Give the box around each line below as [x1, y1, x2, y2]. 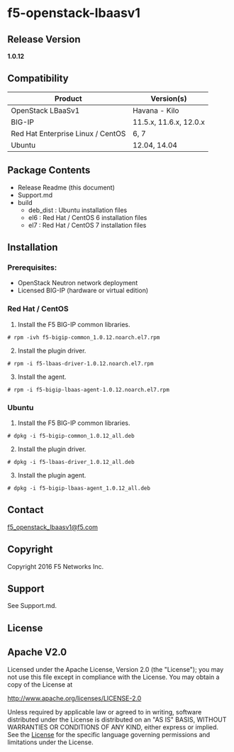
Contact [7, 504, 44, 516]
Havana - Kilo [132, 105, 179, 115]
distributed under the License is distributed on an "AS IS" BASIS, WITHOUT [7, 715, 227, 724]
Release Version [7, 33, 81, 45]
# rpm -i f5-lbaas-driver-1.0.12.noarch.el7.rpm [7, 360, 154, 367]
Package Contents [7, 165, 91, 177]
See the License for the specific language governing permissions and [7, 730, 211, 739]
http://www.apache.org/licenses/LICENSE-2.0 [7, 694, 142, 702]
